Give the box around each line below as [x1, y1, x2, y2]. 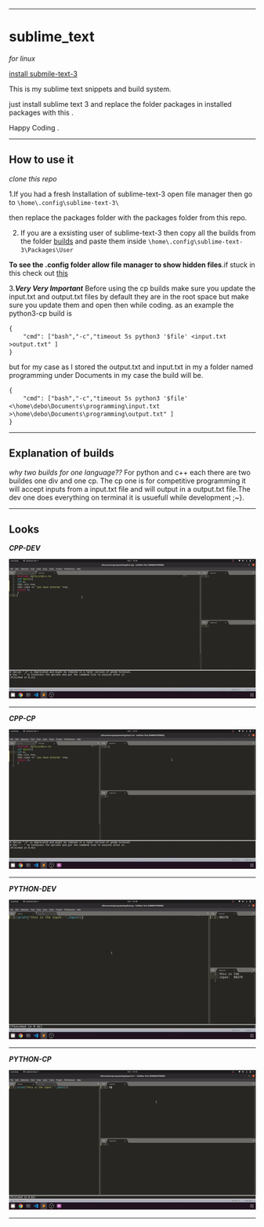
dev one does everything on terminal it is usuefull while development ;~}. [9, 493, 245, 502]
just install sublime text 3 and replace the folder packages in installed [9, 99, 232, 108]
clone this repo [9, 174, 57, 183]
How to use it [9, 153, 74, 167]
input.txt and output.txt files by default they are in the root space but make [9, 291, 249, 301]
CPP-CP [9, 714, 36, 723]
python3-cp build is [9, 308, 73, 318]
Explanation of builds [9, 447, 114, 460]
